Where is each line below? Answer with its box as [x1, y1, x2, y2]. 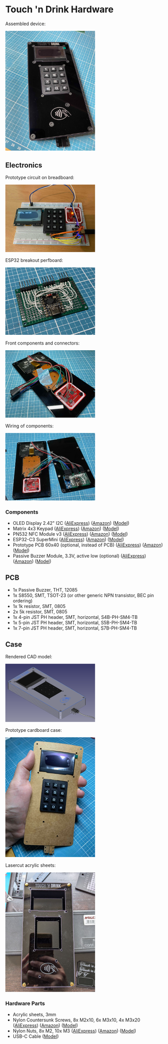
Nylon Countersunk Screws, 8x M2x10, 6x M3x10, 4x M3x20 [12, 1017, 141, 1023]
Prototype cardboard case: [5, 727, 62, 733]
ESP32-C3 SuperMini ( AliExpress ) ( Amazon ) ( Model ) [12, 537, 124, 543]
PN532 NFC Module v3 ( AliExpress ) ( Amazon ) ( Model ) [12, 531, 128, 537]
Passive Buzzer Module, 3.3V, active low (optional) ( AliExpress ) [12, 553, 146, 559]
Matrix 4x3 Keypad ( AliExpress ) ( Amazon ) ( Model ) [12, 525, 119, 532]
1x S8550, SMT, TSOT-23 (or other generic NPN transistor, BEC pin [12, 592, 154, 599]
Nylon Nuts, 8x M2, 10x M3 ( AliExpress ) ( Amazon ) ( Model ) [12, 1028, 137, 1034]
